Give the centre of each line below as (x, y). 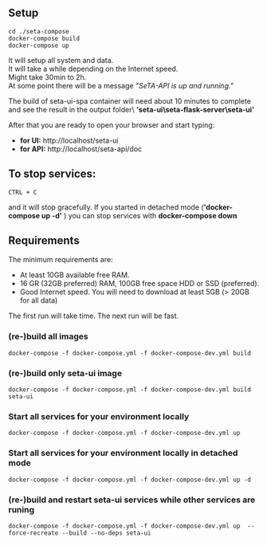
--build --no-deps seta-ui (106, 533)
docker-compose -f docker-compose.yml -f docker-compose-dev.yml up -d (130, 480)
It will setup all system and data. (61, 60)
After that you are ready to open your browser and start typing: (112, 125)
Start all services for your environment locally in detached (123, 453)
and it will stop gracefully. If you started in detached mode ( (106, 207)
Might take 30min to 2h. (47, 77)
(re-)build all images (49, 336)
